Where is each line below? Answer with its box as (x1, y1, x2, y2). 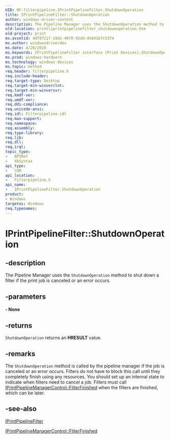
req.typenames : (5, 206, 37, 211)
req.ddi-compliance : (5, 102, 49, 107)
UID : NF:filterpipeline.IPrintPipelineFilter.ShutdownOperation (5, 7, 144, 13)
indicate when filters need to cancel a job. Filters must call (5, 379, 127, 385)
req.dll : (5, 140, 24, 145)
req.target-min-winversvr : (5, 87, 62, 93)
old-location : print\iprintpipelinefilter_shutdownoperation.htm (5, 26, 146, 32)
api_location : (5, 173, 35, 178)
